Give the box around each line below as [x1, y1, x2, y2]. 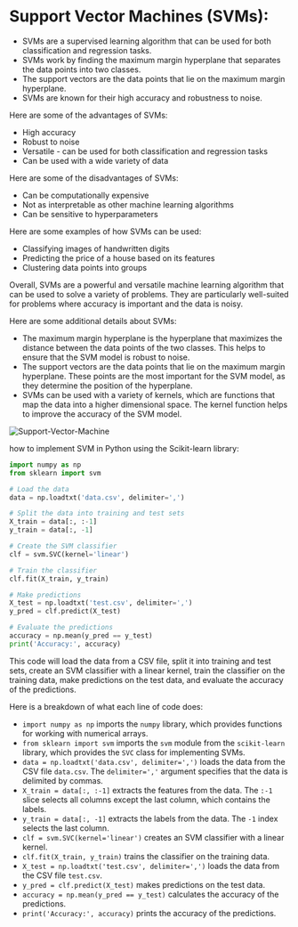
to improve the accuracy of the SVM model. [21, 408, 182, 419]
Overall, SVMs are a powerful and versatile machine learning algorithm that [9, 279, 285, 290]
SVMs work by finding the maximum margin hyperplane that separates [21, 54, 281, 65]
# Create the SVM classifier [9, 541, 117, 551]
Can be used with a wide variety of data [21, 155, 169, 166]
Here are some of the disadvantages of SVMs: [9, 172, 179, 183]
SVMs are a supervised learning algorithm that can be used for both [21, 36, 271, 46]
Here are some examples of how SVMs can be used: [9, 225, 202, 237]
